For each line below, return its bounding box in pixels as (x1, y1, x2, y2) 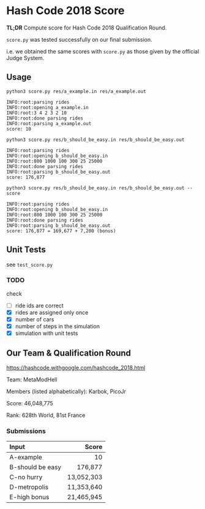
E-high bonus (9, 493, 50, 502)
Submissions (6, 427, 46, 435)
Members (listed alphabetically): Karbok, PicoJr (6, 388, 127, 395)
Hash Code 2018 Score (6, 4, 125, 18)
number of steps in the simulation (15, 323, 100, 330)
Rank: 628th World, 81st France (6, 411, 86, 419)
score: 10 (6, 126, 32, 132)
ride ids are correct (15, 302, 64, 309)
